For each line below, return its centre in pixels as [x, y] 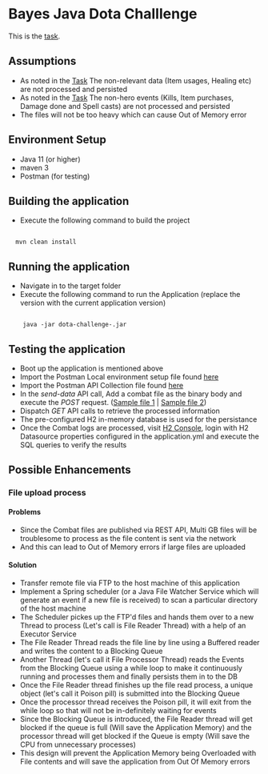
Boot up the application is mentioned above [92, 368]
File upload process [47, 493]
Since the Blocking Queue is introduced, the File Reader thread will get [136, 719]
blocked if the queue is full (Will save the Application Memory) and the [136, 727]
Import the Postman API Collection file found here [102, 385]
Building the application [69, 201]
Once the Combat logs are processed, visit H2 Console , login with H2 [134, 428]
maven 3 [34, 167]
